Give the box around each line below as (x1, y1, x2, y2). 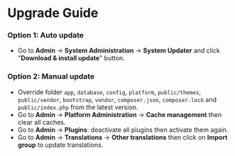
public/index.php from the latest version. (17, 103, 138, 111)
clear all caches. (17, 118, 66, 126)
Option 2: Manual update (7, 72, 94, 82)
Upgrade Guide (7, 5, 99, 21)
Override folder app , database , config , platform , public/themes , (17, 87, 201, 96)
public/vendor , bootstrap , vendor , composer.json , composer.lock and (17, 95, 217, 104)
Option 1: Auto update (7, 30, 84, 40)
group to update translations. (17, 140, 104, 149)
